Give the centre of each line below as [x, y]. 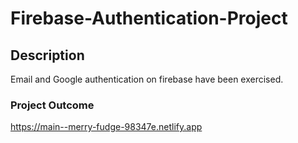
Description [47, 55]
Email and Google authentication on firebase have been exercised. [147, 79]
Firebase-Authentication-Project [149, 18]
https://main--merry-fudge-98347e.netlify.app [106, 127]
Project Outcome [52, 105]
